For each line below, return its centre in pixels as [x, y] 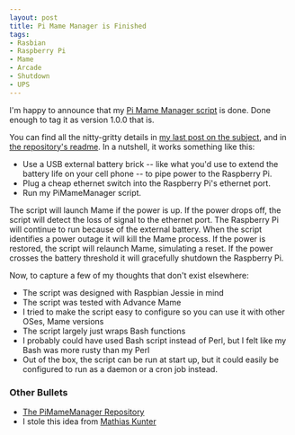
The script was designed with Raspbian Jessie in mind [123, 292]
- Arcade [26, 68]
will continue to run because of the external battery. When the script [136, 229]
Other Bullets [39, 392]
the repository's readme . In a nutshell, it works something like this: [132, 146]
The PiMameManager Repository [83, 412]
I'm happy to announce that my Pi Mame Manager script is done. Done [140, 110]
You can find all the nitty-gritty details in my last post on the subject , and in [148, 137]
